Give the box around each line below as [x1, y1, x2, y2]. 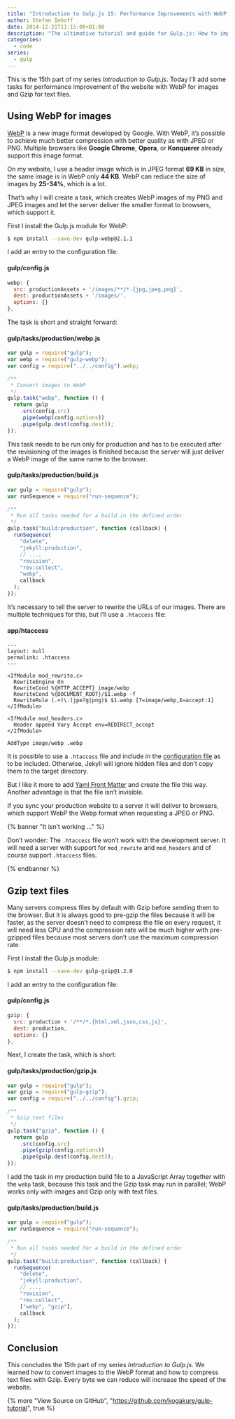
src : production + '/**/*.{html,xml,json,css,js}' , [13, 1018, 168, 1026]
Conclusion [7, 1342, 59, 1354]
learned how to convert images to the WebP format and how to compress [7, 1368, 219, 1376]
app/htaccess [7, 626, 49, 634]
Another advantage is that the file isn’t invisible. [7, 788, 144, 797]
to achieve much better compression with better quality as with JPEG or [7, 136, 215, 144]
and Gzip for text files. [7, 90, 71, 98]
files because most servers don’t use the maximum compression [32, 932, 219, 942]
